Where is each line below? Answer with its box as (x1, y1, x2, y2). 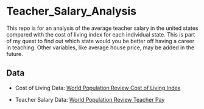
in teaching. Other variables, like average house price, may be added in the (6, 44, 195, 51)
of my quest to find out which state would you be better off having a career (6, 37, 195, 44)
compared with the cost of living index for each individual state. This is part (6, 30, 195, 38)
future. (6, 50, 23, 57)
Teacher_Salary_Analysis (6, 4, 137, 18)
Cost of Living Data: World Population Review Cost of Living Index (15, 84, 181, 91)
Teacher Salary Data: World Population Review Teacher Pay (15, 96, 165, 103)
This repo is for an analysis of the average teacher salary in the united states (6, 24, 199, 32)
